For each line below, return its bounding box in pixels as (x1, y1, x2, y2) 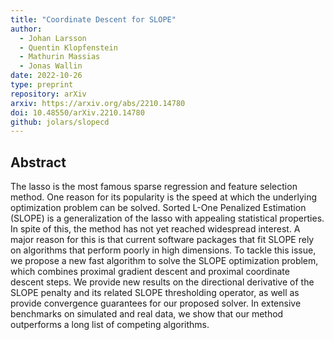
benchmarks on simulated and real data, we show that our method (10, 308, 284, 320)
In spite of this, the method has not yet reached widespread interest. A (10, 223, 301, 235)
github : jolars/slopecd (10, 117, 110, 127)
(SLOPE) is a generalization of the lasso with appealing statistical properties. (10, 212, 325, 225)
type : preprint (10, 80, 74, 90)
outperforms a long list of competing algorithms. (10, 319, 210, 331)
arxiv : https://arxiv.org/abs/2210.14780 (10, 98, 186, 108)
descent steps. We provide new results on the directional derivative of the (10, 276, 315, 288)
